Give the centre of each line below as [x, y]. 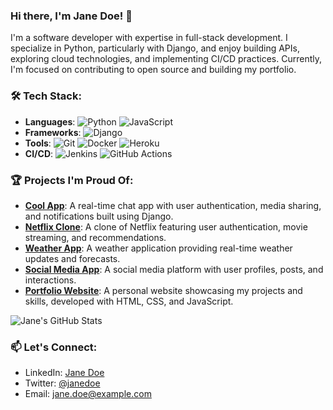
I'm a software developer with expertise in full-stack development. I [149, 38]
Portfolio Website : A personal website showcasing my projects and [163, 290]
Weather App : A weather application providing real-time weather [158, 248]
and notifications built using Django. [99, 216]
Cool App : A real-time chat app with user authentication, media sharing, [173, 205]
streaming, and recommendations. [95, 237]
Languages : [50, 121]
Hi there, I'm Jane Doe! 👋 [71, 16]
